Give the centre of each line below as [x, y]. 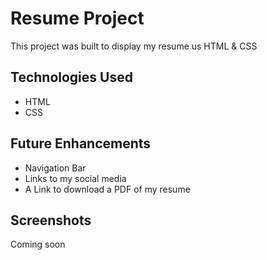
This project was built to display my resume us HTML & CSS [134, 46]
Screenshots [51, 220]
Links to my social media [75, 178]
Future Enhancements [81, 143]
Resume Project [77, 18]
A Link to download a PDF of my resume [107, 189]
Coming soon [38, 244]
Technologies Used [71, 77]
